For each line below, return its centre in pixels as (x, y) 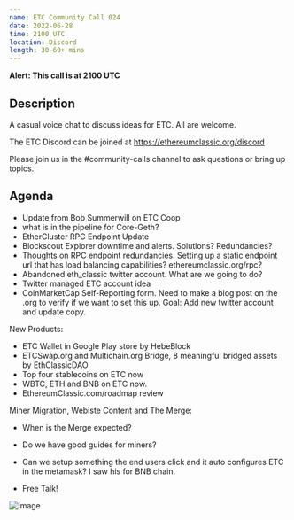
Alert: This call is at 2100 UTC (65, 75)
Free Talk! (40, 488)
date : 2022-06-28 (41, 26)
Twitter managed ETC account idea (86, 283)
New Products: (36, 329)
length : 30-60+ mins (47, 50)
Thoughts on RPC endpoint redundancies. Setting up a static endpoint (150, 255)
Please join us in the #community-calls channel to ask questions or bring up (147, 159)
